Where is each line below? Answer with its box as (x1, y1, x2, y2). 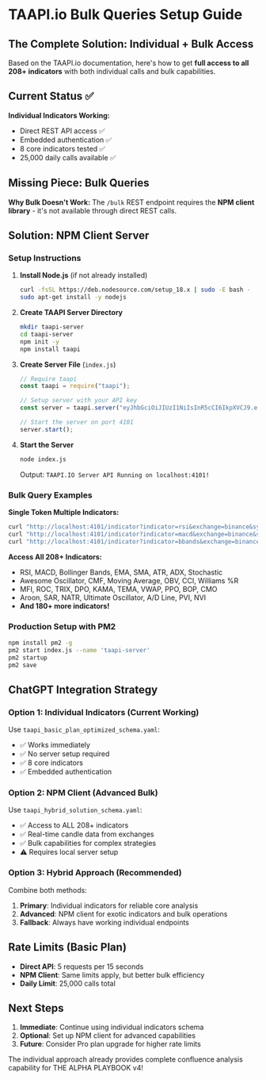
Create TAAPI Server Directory (19, 308, 123, 317)
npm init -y (19, 337, 59, 346)
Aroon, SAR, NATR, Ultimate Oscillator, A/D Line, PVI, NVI (19, 593, 207, 602)
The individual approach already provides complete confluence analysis (8, 1055, 243, 1064)
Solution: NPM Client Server (8, 229, 150, 243)
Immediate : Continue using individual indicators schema (19, 1022, 204, 1032)
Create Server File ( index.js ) (19, 359, 116, 369)
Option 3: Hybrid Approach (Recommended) (8, 867, 182, 878)
